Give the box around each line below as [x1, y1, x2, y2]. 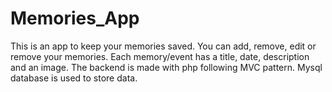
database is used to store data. [10, 72, 138, 84]
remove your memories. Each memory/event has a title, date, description [10, 50, 310, 62]
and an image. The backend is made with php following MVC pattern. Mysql [10, 61, 323, 73]
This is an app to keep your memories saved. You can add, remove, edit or [10, 40, 317, 52]
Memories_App [10, 7, 140, 30]
